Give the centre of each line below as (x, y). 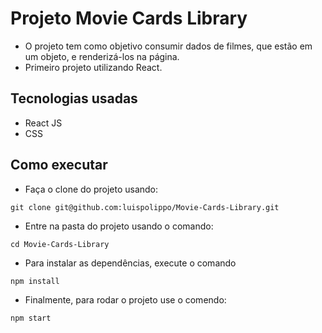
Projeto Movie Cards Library (129, 18)
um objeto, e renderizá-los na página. (102, 56)
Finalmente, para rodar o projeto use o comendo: (125, 299)
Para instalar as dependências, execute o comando (130, 263)
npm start (31, 318)
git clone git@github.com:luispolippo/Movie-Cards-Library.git (145, 207)
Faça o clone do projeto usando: (91, 189)
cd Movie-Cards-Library (60, 244)
